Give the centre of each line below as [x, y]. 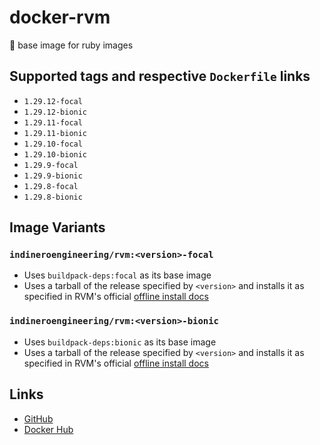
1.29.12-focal [53, 101]
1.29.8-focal [51, 186]
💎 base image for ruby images [71, 45]
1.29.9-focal [51, 165]
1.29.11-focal [53, 122]
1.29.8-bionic [53, 197]
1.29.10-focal [53, 144]
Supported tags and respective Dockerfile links [160, 76]
